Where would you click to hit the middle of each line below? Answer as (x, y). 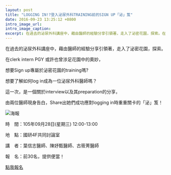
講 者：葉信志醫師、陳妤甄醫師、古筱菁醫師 (52, 146)
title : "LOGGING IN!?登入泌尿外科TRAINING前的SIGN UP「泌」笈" (69, 15)
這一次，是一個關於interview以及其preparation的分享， (63, 92)
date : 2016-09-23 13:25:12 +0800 (41, 19)
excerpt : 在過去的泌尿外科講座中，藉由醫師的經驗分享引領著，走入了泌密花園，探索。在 (86, 33)
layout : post (19, 10)
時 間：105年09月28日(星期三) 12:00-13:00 (52, 124)
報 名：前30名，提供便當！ (35, 156)
